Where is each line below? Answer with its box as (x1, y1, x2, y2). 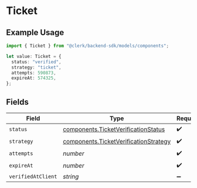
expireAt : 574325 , (11, 75, 57, 81)
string (62, 172, 79, 180)
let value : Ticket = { (6, 53, 62, 59)
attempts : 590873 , (11, 70, 57, 76)
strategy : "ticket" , (11, 64, 62, 70)
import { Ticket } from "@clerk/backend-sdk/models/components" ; (6, 43, 169, 49)
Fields (6, 97, 29, 107)
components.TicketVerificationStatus (62, 125, 165, 134)
